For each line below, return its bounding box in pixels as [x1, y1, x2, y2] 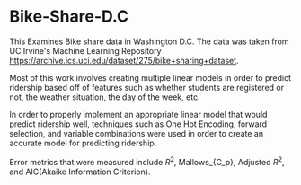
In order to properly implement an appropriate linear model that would [9, 109, 268, 119]
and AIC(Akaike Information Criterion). [9, 166, 151, 177]
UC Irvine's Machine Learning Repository [9, 45, 162, 56]
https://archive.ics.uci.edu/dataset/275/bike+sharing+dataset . [9, 55, 240, 66]
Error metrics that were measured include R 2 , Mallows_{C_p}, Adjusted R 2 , [9, 154, 285, 167]
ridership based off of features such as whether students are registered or [9, 82, 285, 92]
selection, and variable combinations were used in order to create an [9, 128, 263, 138]
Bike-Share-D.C [9, 6, 128, 27]
